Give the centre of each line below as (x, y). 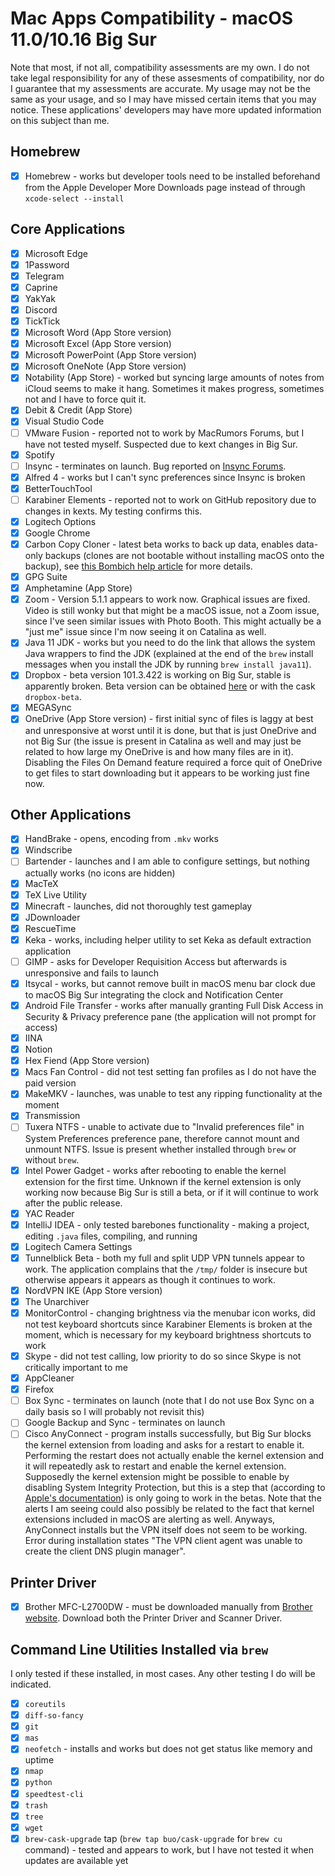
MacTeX (41, 883)
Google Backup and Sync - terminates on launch (125, 1423)
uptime (39, 1760)
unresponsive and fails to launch (92, 973)
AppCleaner (49, 1378)
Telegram (44, 276)
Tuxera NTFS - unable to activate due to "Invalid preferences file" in (164, 1127)
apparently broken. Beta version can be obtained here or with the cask (170, 686)
